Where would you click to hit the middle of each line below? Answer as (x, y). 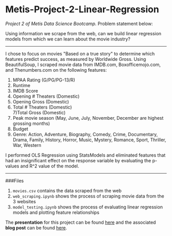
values (12, 166)
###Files (15, 181)
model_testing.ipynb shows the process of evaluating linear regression (88, 207)
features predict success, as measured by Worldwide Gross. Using (76, 59)
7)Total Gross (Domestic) (39, 112)
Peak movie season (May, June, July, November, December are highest (88, 118)
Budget (20, 128)
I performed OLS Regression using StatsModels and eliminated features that (85, 155)
